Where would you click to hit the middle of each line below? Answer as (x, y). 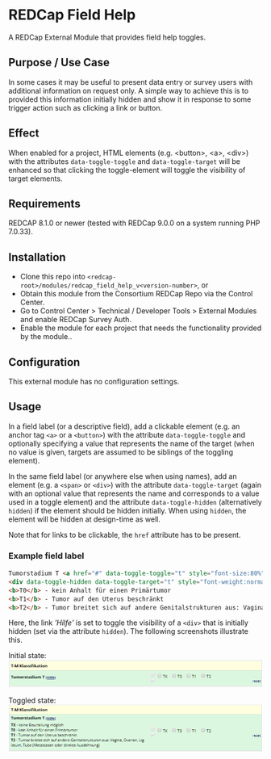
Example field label (46, 556)
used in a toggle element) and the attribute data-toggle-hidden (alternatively (135, 501)
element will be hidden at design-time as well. (85, 519)
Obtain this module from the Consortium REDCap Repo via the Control (136, 294)
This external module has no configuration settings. (94, 382)
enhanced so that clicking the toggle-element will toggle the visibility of (127, 170)
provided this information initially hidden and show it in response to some (130, 99)
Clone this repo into (53, 277)
